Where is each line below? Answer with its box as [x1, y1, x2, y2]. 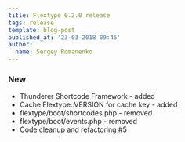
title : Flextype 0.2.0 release [8, 11, 111, 20]
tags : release [8, 19, 55, 27]
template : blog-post [8, 26, 76, 34]
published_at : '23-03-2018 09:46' [8, 33, 122, 42]
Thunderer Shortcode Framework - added [19, 92, 155, 101]
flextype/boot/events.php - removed [19, 117, 138, 126]
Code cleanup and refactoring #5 [19, 125, 127, 134]
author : [8, 41, 34, 49]
